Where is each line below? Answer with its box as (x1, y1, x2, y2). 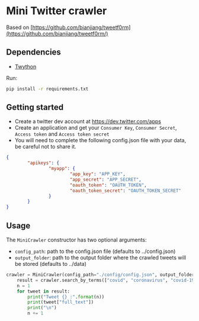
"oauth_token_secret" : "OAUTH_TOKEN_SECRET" (69, 188, 182, 194)
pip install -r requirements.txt (6, 86, 89, 92)
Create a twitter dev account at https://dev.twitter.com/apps (14, 118, 162, 125)
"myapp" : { (48, 166, 76, 172)
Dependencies (6, 47, 61, 57)
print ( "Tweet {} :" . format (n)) (27, 294, 105, 300)
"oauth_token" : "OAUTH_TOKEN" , (69, 182, 147, 188)
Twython (14, 63, 37, 70)
